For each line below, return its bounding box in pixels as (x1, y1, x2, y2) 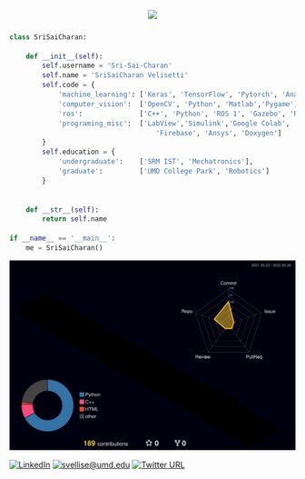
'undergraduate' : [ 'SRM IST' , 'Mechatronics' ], (57, 157, 254, 166)
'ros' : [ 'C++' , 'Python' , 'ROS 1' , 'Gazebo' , (57, 109, 286, 118)
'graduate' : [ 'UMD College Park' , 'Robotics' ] (57, 167, 271, 176)
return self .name (42, 215, 107, 224)
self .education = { (42, 147, 116, 157)
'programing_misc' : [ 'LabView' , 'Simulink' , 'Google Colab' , (57, 118, 290, 128)
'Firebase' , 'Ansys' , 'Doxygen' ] (155, 128, 282, 137)
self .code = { (42, 81, 95, 90)
